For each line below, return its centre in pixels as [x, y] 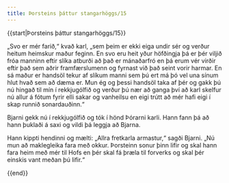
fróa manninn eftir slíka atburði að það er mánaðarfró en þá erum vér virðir [111, 60]
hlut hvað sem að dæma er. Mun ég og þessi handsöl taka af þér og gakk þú [114, 82]
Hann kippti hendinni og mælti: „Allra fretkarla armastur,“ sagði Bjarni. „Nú [111, 138]
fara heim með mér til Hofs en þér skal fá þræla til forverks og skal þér [106, 152]
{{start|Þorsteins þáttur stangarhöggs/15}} [67, 33]
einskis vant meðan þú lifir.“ [46, 159]
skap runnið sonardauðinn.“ [46, 104]
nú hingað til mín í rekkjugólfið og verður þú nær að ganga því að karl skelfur [114, 89]
